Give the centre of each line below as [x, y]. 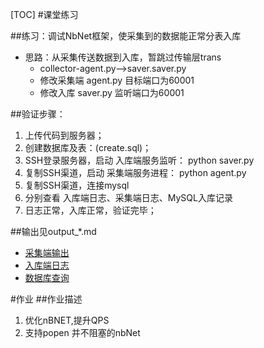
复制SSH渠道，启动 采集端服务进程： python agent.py [135, 172]
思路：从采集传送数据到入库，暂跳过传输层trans [123, 57]
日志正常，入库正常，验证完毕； [90, 210]
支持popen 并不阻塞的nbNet [82, 332]
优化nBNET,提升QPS [67, 320]
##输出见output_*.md [53, 231]
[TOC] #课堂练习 [44, 14]
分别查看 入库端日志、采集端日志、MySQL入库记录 [128, 197]
